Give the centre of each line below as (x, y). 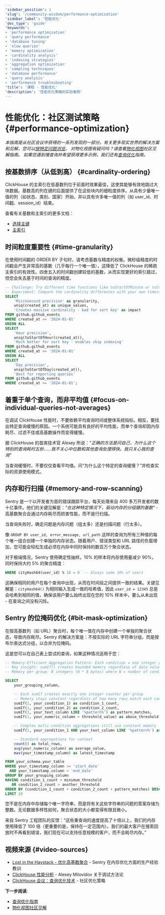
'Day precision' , (32, 365)
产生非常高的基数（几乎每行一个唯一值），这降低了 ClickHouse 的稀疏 (88, 266)
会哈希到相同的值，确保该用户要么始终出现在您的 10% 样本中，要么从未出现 (82, 595)
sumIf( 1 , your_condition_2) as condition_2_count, (67, 708)
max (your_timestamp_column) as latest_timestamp (64, 753)
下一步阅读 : (17, 891)
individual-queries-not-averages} (58, 408)
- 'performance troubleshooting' (39, 82)
